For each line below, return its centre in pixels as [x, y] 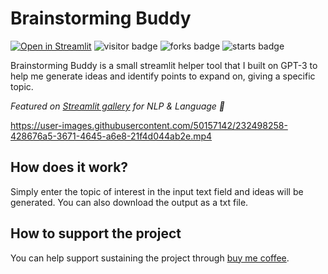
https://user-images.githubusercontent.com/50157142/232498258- [149, 125]
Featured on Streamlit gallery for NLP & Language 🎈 [118, 106]
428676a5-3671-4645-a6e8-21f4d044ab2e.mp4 [111, 136]
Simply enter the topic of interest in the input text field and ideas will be [157, 191]
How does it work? [69, 167]
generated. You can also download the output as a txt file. [129, 202]
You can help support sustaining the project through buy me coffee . [150, 258]
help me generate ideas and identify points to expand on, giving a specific [163, 76]
